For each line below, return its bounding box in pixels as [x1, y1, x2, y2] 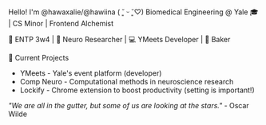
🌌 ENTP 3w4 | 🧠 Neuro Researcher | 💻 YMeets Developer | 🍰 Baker [8, 35, 231, 44]
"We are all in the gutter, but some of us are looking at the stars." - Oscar [8, 101, 249, 110]
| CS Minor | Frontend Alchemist [8, 19, 114, 28]
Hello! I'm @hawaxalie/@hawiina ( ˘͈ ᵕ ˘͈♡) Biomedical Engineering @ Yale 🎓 [8, 7, 259, 17]
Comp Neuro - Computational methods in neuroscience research [19, 77, 234, 86]
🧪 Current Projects [8, 53, 69, 62]
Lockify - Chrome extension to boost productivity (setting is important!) [19, 85, 255, 95]
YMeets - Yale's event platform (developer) [19, 68, 162, 78]
